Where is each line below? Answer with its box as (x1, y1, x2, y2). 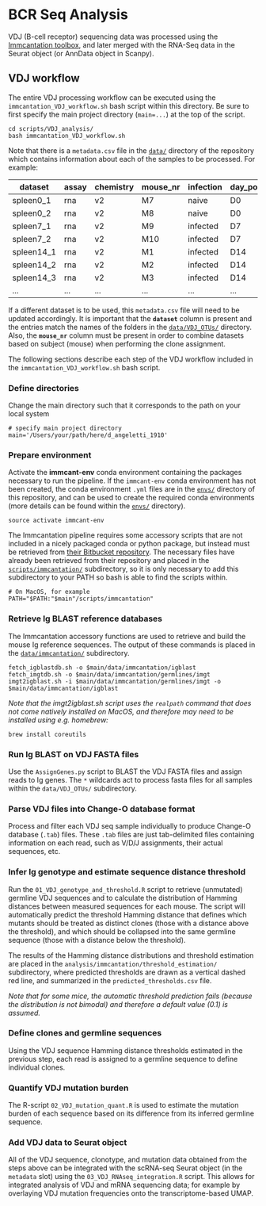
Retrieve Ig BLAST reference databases (8, 613, 163, 624)
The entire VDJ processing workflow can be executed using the (8, 93, 216, 102)
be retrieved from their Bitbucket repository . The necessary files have (8, 547, 235, 557)
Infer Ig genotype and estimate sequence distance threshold (8, 867, 246, 878)
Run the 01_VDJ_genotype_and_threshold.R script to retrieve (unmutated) (8, 884, 243, 894)
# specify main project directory (8, 424, 123, 433)
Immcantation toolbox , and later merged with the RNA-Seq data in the (8, 40, 235, 49)
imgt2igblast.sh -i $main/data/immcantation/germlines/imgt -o (8, 677, 222, 685)
